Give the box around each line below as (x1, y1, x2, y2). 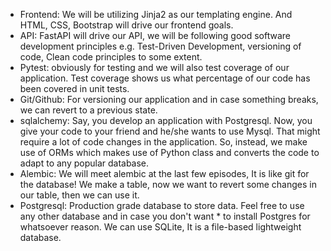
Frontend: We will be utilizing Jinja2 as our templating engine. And (19, 9, 293, 20)
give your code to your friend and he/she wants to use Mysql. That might (19, 125, 321, 137)
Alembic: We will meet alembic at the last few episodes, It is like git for (19, 168, 310, 179)
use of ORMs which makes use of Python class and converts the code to (19, 147, 320, 158)
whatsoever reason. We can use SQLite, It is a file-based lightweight (19, 221, 302, 233)
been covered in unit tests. (19, 83, 130, 94)
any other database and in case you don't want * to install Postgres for (19, 210, 311, 222)
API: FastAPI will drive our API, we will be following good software (19, 30, 291, 41)
